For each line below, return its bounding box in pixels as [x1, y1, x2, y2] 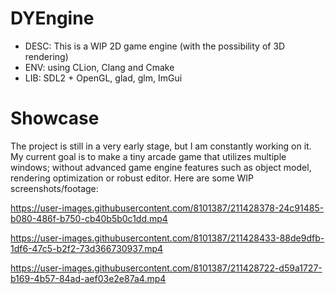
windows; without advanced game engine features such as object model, [10, 161, 312, 173]
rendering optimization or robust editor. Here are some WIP [10, 172, 255, 184]
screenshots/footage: [10, 182, 99, 194]
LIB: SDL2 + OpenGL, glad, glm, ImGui [24, 72, 183, 84]
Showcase [10, 107, 100, 130]
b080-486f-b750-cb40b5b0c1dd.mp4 [10, 212, 168, 224]
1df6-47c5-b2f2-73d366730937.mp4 [10, 242, 164, 254]
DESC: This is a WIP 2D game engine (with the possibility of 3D [24, 40, 286, 52]
